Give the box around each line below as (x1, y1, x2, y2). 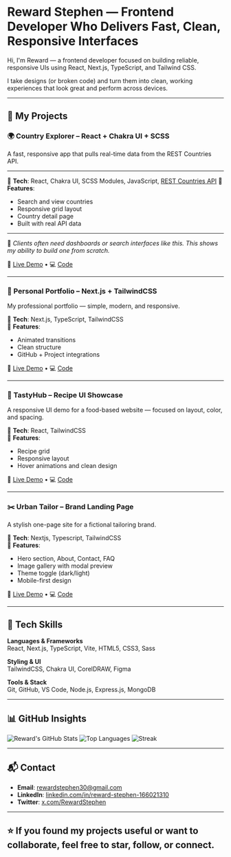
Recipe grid (16, 447, 50, 456)
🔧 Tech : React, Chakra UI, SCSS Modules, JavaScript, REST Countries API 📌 (7, 177, 223, 185)
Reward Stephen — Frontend (7, 4, 174, 20)
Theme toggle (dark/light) (16, 568, 91, 577)
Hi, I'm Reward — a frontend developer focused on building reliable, (7, 56, 199, 64)
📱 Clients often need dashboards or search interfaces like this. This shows (7, 238, 219, 247)
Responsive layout (16, 454, 69, 463)
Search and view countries (16, 197, 93, 205)
